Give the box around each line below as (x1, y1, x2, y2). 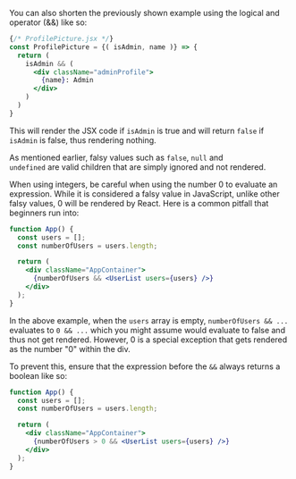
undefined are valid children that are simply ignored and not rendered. (9, 161, 266, 172)
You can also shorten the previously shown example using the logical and (9, 8, 280, 18)
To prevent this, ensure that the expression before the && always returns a (9, 361, 281, 372)
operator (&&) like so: (9, 17, 88, 28)
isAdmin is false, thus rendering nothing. (9, 134, 156, 146)
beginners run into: (9, 207, 80, 218)
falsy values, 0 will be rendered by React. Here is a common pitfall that (9, 197, 269, 208)
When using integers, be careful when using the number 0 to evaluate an (9, 179, 278, 189)
